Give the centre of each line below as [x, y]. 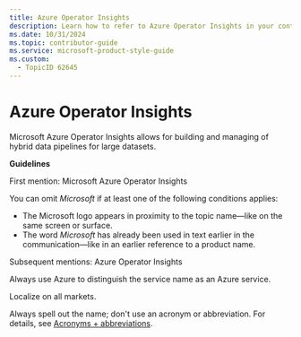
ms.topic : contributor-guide [64, 43]
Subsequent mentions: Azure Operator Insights [96, 262]
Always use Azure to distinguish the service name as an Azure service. [140, 279]
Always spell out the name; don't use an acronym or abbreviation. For [138, 314]
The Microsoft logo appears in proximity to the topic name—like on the [152, 215]
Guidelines [30, 163]
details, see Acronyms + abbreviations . [81, 323]
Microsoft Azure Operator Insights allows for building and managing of [139, 136]
